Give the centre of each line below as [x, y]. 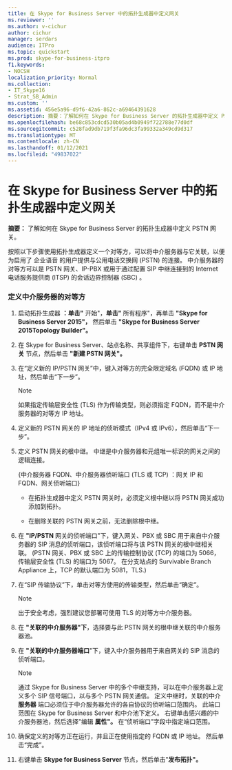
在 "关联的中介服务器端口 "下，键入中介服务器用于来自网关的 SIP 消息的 [118, 651]
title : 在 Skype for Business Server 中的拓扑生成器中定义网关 [94, 13]
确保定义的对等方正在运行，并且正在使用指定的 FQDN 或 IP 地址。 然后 [118, 736]
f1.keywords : [27, 65]
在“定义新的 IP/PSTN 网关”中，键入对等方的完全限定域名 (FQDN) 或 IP [116, 368]
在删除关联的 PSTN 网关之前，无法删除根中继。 [95, 521]
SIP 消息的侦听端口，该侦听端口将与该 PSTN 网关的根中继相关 [125, 544]
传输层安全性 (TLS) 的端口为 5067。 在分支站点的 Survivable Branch [114, 561]
